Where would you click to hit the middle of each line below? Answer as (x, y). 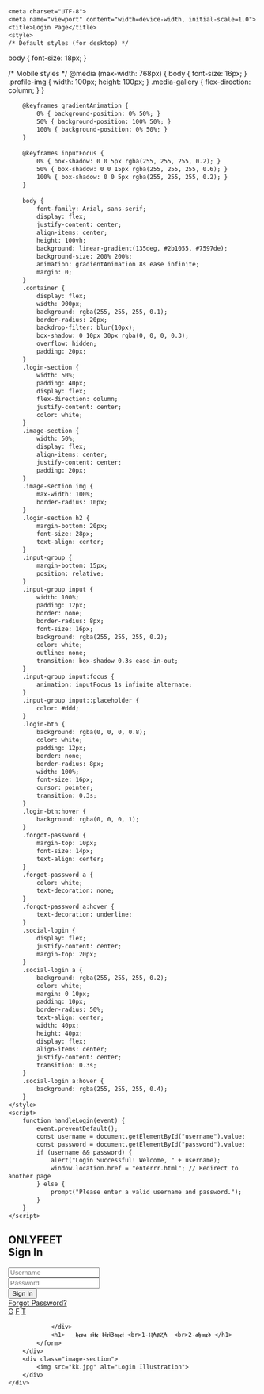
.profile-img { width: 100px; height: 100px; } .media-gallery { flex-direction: (130, 82)
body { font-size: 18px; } (47, 58)
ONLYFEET (36, 1240)
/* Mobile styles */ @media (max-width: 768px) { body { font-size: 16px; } (128, 73)
